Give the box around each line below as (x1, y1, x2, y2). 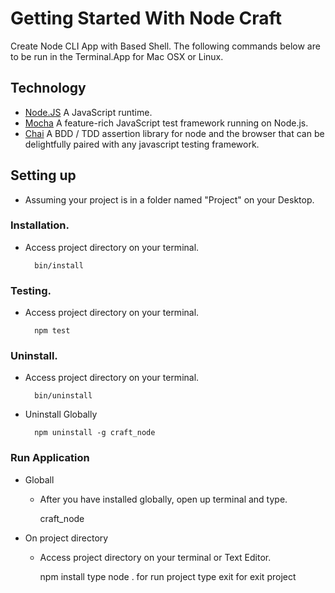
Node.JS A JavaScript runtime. (24, 106, 153, 118)
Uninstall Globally (24, 408, 98, 421)
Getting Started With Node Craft (10, 7, 282, 30)
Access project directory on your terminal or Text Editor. (39, 551, 272, 563)
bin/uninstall (34, 391, 93, 401)
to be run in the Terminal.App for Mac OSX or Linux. (10, 50, 224, 62)
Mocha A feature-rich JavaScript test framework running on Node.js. (24, 117, 309, 129)
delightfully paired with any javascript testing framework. (24, 138, 260, 150)
